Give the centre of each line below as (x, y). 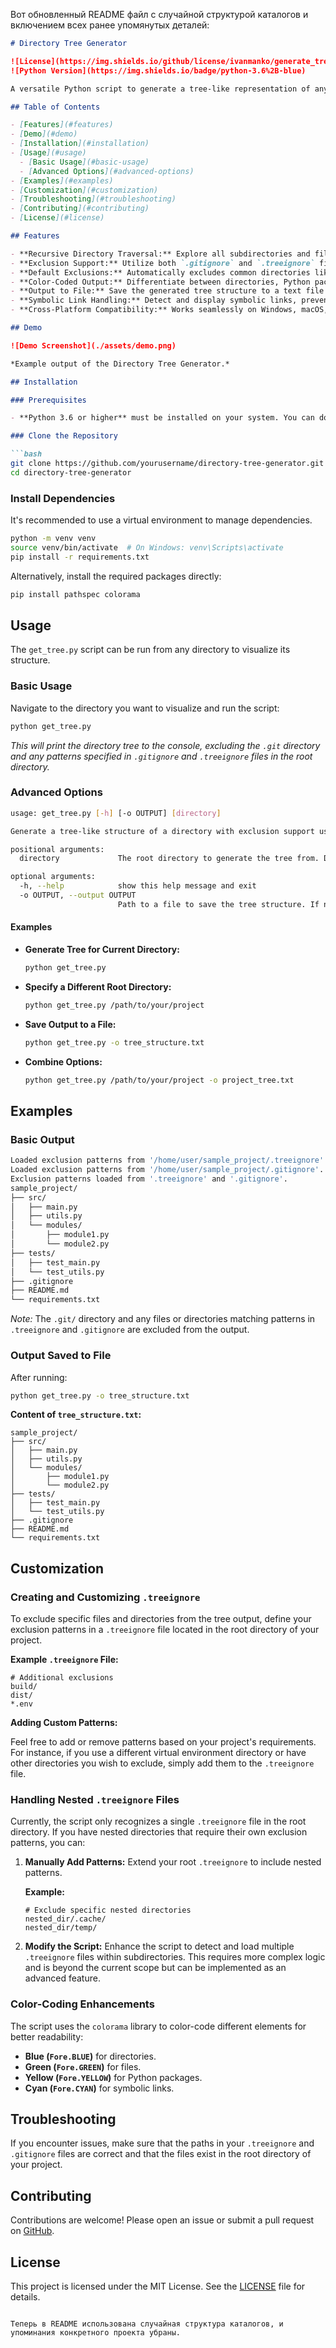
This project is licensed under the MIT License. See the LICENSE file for (158, 2286)
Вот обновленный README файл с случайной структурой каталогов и (159, 14)
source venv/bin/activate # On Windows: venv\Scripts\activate (147, 547)
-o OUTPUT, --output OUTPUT (78, 895)
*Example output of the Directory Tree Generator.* (120, 364)
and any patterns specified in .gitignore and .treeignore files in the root (161, 756)
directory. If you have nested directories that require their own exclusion (159, 1832)
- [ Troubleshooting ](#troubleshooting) (93, 199)
